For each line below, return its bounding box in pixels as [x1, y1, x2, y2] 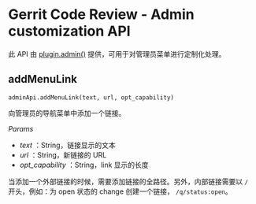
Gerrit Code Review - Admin [8, 6, 195, 24]
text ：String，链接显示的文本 [19, 140, 116, 150]
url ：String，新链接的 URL [19, 150, 107, 159]
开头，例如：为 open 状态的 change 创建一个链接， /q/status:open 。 [8, 187, 232, 196]
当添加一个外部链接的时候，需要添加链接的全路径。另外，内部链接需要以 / [8, 176, 249, 186]
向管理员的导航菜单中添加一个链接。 [8, 108, 126, 117]
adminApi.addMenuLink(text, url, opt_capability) [8, 93, 175, 102]
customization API [8, 22, 132, 40]
